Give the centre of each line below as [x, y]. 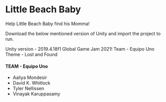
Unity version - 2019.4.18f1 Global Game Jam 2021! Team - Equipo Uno [80, 49]
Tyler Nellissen [28, 89]
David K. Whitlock [32, 83]
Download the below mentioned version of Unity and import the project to [83, 33]
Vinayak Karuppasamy [36, 94]
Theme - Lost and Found [32, 54]
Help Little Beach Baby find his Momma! [47, 24]
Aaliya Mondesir [30, 77]
